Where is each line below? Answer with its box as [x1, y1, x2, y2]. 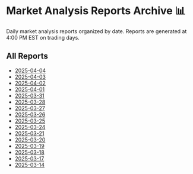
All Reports [6, 51, 49, 62]
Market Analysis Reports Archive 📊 [6, 4, 186, 18]
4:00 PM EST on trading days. [6, 34, 80, 41]
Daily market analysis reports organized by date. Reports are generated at [6, 27, 187, 35]
